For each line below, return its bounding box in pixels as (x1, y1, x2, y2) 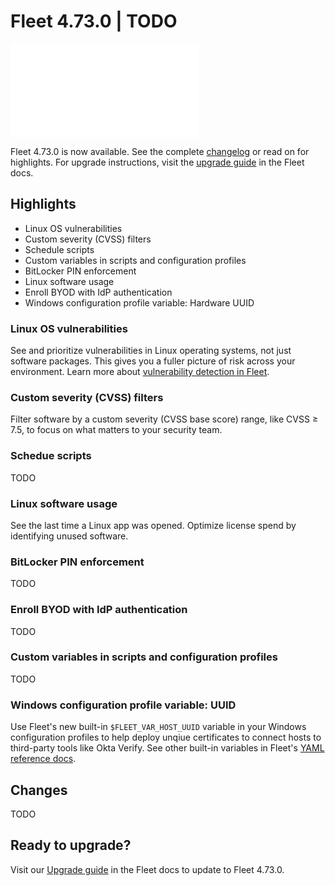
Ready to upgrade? (10, 837, 132, 854)
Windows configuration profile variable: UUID (10, 698, 237, 712)
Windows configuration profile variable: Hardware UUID (24, 296, 255, 309)
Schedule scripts (24, 243, 95, 255)
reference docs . (10, 753, 77, 765)
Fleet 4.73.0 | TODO (10, 10, 178, 33)
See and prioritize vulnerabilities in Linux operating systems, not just (10, 345, 292, 357)
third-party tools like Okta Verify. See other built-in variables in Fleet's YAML (10, 742, 325, 754)
